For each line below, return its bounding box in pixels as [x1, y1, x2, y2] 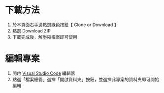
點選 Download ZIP [12, 28, 51, 33]
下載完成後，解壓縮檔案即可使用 [12, 34, 77, 40]
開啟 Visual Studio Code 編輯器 [12, 70, 75, 76]
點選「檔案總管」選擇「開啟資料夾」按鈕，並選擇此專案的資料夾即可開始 [12, 76, 159, 82]
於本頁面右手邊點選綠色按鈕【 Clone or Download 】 [12, 22, 119, 28]
